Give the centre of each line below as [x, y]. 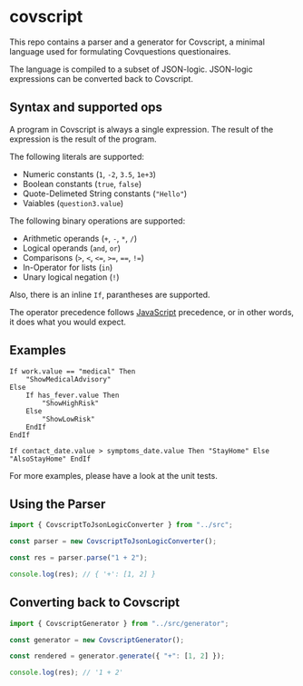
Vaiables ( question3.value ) [73, 203]
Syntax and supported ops [86, 108]
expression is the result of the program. [83, 139]
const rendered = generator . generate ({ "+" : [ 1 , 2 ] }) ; [117, 656]
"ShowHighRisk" [71, 403]
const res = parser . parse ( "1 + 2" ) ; [78, 558]
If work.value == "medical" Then [73, 371]
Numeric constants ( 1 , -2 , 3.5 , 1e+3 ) [89, 174]
